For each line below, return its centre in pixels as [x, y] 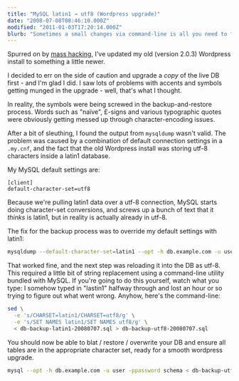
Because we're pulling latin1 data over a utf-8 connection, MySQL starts [112, 202]
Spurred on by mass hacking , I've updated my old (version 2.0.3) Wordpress [119, 54]
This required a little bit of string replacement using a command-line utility [116, 273]
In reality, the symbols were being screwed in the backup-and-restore [110, 105]
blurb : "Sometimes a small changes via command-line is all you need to [117, 34]
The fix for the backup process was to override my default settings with [112, 231]
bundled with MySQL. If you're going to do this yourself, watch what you [113, 281]
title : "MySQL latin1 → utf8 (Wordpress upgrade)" [84, 14]
